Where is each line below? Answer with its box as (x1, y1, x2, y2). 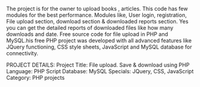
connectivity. (6, 50, 39, 56)
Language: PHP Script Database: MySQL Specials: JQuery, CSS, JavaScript (6, 68, 194, 74)
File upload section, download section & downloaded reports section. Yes (6, 18, 189, 25)
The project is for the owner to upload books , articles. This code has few (6, 5, 188, 12)
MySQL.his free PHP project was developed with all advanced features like (6, 37, 192, 44)
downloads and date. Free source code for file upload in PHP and (6, 31, 169, 38)
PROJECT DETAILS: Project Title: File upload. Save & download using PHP (6, 61, 190, 68)
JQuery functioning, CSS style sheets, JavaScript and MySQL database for (6, 43, 192, 50)
